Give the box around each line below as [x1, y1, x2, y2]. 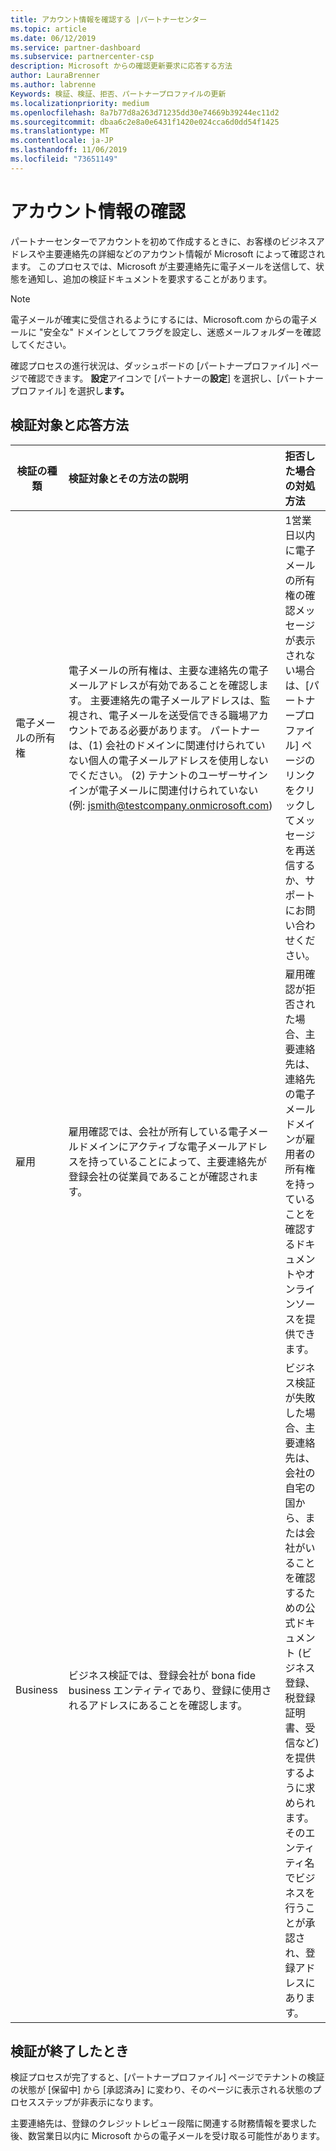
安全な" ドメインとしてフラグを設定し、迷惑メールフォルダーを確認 [43, 326, 322, 338]
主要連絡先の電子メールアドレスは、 [89, 693, 261, 707]
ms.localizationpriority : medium [10, 98, 150, 108]
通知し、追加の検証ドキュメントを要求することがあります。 [27, 272, 273, 285]
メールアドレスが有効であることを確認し [68, 678, 259, 692]
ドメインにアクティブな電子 [78, 1139, 208, 1153]
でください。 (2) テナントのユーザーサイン [68, 768, 268, 782]
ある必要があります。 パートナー [108, 723, 261, 737]
